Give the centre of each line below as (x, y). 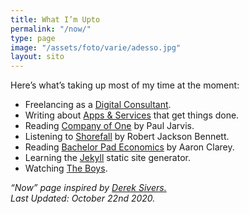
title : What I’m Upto (55, 19)
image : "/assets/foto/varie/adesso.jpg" (96, 47)
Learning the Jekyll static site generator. (107, 158)
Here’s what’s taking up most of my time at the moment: (125, 85)
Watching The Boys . (66, 168)
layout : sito (37, 57)
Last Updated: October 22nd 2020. (83, 198)
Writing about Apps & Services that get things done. (132, 115)
